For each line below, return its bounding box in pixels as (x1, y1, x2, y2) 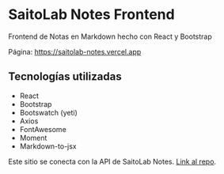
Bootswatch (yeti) (19, 108, 78, 117)
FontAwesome (19, 124, 67, 134)
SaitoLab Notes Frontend (8, 6, 176, 24)
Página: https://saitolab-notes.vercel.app (8, 47, 142, 56)
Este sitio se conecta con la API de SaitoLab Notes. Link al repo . (8, 157, 216, 166)
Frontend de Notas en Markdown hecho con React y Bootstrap (8, 32, 212, 41)
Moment (19, 133, 47, 142)
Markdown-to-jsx (19, 141, 77, 151)
